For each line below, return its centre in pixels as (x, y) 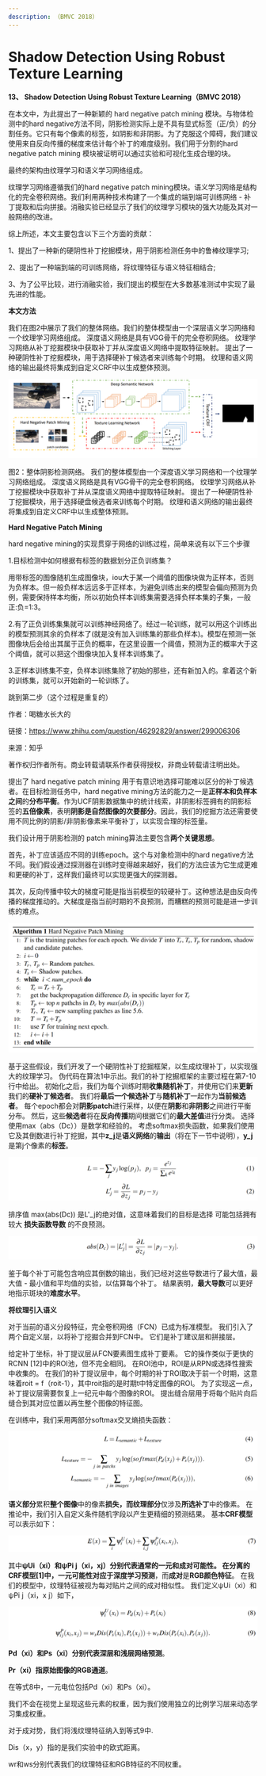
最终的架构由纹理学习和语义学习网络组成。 (78, 170)
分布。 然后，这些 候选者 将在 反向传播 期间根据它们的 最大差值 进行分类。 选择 (131, 1115)
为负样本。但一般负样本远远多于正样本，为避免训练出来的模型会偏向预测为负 (133, 587)
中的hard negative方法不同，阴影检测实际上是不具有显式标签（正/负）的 (132, 124)
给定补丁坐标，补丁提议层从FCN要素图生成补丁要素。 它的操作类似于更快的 (131, 1353)
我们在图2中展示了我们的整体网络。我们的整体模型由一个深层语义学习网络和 (132, 327)
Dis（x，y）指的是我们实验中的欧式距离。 (76, 1747)
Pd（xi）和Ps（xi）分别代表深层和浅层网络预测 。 (89, 1653)
